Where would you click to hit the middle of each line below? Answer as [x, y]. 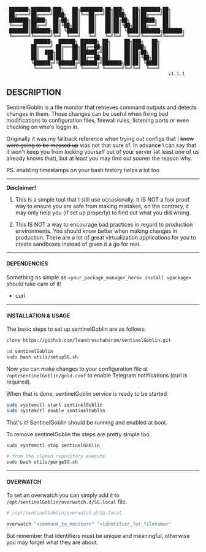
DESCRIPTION [34, 93]
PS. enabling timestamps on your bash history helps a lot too [83, 170]
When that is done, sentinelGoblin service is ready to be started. [87, 393]
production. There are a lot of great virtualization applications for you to [105, 237]
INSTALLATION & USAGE [38, 316]
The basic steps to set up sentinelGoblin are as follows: [76, 329]
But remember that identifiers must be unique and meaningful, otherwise [98, 536]
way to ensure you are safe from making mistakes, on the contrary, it [102, 206]
